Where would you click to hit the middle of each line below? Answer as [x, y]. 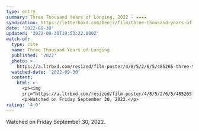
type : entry [21, 12]
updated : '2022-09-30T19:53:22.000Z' [53, 34]
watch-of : [18, 39]
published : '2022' [34, 55]
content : [22, 77]
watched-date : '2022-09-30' [46, 72]
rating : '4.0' [24, 105]
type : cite [25, 45]
